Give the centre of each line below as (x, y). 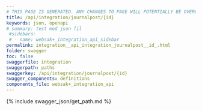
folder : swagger (26, 51)
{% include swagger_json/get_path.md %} (59, 101)
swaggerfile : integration (38, 62)
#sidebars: (22, 34)
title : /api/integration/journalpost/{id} (60, 17)
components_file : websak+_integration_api (60, 85)
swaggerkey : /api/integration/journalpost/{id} (67, 73)
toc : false (20, 56)
